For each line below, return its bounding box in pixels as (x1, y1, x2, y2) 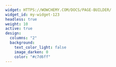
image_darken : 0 (14, 49, 49, 54)
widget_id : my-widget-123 (5, 12, 60, 17)
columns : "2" (10, 36, 37, 41)
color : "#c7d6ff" (14, 54, 51, 59)
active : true (5, 26, 33, 31)
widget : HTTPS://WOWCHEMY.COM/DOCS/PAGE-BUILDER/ (5, 7, 112, 13)
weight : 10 (5, 21, 28, 27)
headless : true (5, 17, 37, 22)
